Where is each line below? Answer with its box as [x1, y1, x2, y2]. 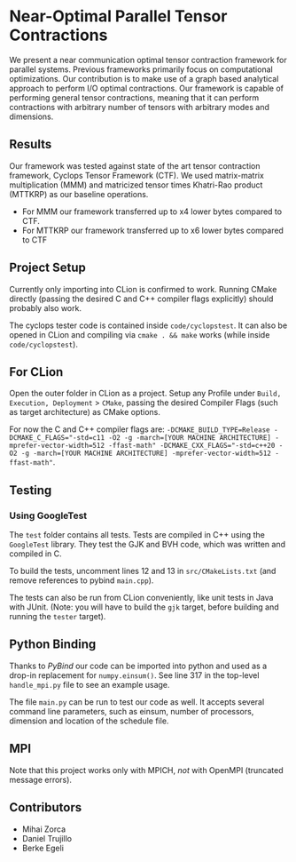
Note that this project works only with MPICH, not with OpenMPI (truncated [9, 764, 284, 775]
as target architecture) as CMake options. [9, 407, 161, 418]
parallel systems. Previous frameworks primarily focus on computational [9, 64, 273, 75]
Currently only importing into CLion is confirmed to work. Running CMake [9, 283, 277, 294]
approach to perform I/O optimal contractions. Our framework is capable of [9, 83, 284, 93]
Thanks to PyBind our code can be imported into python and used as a [9, 660, 268, 671]
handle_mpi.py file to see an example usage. [9, 679, 170, 690]
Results [9, 137, 52, 152]
